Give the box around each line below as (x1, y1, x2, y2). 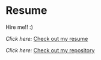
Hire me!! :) (5, 23, 34, 31)
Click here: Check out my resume (5, 35, 88, 42)
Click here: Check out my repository (5, 46, 95, 54)
